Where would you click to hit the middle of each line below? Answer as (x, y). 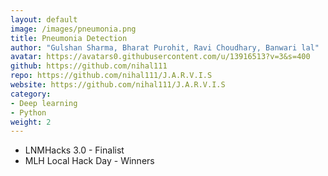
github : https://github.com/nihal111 (89, 66)
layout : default (44, 19)
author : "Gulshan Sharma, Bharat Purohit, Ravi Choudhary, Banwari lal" (165, 47)
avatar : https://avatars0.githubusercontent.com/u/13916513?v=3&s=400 (160, 57)
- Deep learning (44, 103)
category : (31, 94)
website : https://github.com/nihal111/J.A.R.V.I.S (118, 85)
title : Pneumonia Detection (69, 38)
